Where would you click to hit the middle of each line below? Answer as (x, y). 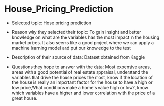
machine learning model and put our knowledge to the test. (72, 48)
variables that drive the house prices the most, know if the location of (82, 77)
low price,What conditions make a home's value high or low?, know (80, 87)
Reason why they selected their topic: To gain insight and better (76, 32)
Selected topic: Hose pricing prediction (51, 23)
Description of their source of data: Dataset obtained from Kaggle (78, 57)
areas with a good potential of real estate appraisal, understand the (80, 72)
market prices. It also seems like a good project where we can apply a (82, 42)
